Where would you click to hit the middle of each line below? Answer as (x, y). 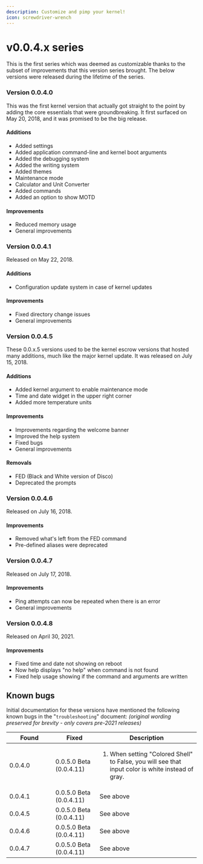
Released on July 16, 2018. (39, 512)
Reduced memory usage (46, 225)
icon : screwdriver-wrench (39, 18)
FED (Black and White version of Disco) (64, 476)
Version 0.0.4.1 (29, 247)
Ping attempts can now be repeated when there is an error (88, 601)
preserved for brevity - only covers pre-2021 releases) (74, 723)
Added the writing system (47, 165)
